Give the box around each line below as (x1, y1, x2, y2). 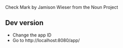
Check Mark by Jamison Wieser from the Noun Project (5, 4, 118, 10)
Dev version (5, 18, 44, 27)
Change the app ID (12, 32, 52, 38)
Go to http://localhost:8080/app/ (12, 37, 80, 43)
